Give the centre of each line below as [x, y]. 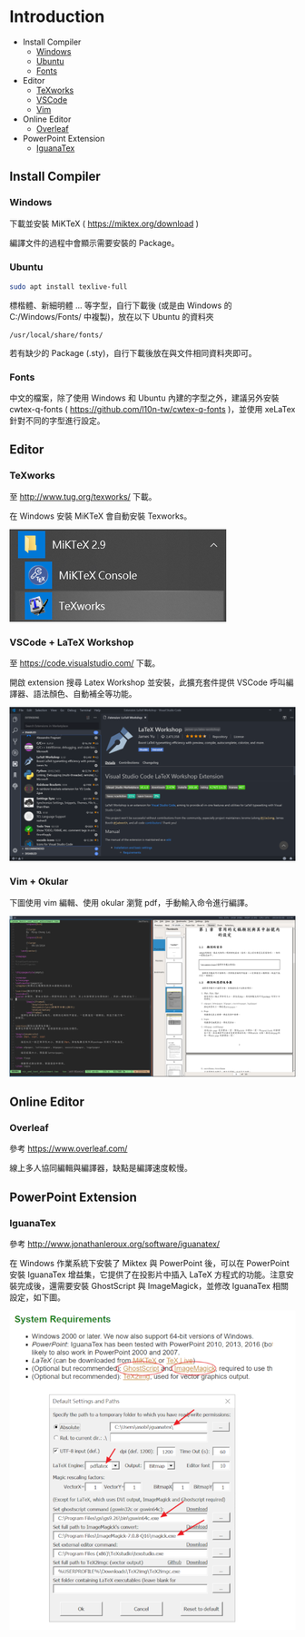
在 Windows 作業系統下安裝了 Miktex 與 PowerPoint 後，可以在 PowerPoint [149, 1263]
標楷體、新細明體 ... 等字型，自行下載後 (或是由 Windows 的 [121, 305]
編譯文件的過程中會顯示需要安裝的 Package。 [94, 243]
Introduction [57, 17]
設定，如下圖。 [37, 1297]
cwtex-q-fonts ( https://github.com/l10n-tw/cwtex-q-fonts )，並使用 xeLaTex [152, 410]
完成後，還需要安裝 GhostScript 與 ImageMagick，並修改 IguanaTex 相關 [152, 1285]
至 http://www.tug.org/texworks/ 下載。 [83, 496]
